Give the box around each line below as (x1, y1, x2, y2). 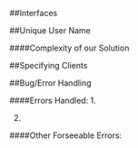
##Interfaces (9, 8, 58, 18)
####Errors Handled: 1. (9, 95, 97, 106)
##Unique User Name (9, 25, 91, 35)
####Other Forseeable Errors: (9, 130, 123, 141)
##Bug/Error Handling (9, 78, 93, 88)
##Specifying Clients (9, 60, 88, 70)
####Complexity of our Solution (9, 42, 130, 53)
